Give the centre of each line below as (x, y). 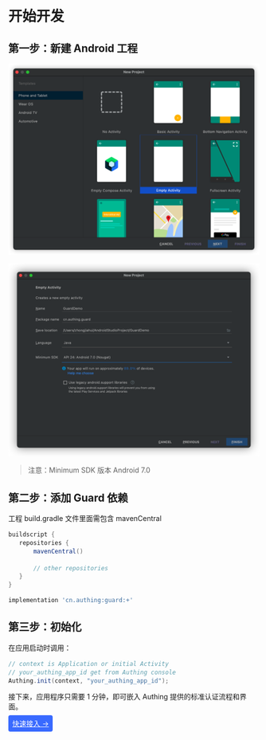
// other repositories (71, 568)
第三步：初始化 (45, 627)
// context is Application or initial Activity (89, 664)
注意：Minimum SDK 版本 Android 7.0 (89, 470)
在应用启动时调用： (40, 648)
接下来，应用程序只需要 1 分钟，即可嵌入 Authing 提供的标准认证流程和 (124, 697)
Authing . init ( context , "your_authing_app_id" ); (89, 681)
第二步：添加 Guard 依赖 (68, 497)
